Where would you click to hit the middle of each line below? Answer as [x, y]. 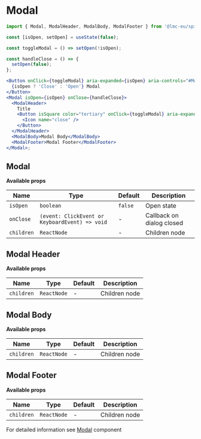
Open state [161, 206]
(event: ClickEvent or [72, 216]
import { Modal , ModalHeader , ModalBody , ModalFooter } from [84, 26]
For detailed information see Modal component [64, 429]
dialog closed [165, 223]
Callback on [162, 215]
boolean [51, 206]
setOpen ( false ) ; [32, 64]
